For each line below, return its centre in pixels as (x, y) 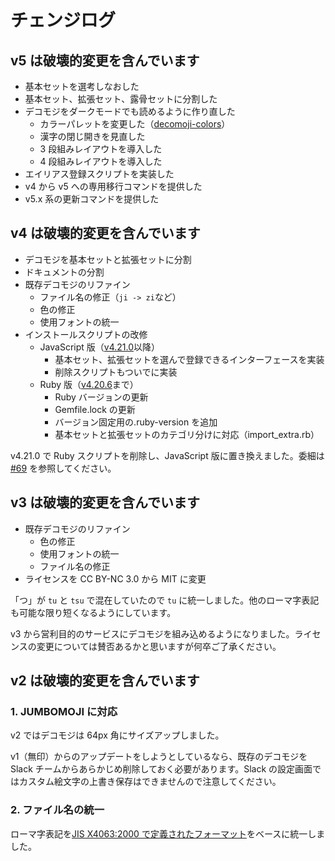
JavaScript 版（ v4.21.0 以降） (99, 347)
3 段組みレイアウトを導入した (101, 149)
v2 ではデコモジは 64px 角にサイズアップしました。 (117, 735)
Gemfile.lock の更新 (95, 409)
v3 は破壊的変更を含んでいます (105, 502)
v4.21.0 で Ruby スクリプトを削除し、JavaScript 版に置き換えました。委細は (167, 455)
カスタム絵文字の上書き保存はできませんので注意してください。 (150, 782)
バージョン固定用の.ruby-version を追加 (136, 422)
